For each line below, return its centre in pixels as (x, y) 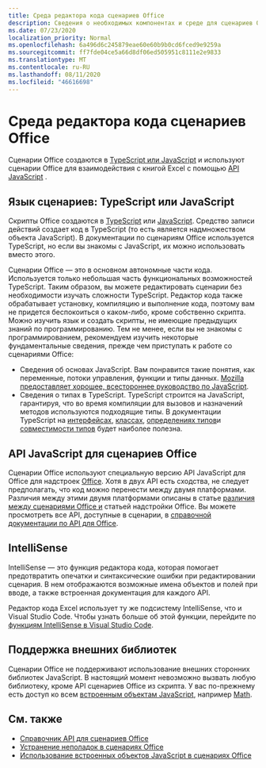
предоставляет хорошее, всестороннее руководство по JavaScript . (134, 386)
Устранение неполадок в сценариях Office (91, 747)
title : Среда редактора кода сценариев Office (86, 15)
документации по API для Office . (63, 524)
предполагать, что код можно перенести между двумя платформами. (127, 490)
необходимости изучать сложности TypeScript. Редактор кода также (125, 295)
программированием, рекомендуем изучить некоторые (103, 337)
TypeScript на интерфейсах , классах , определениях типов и (120, 420)
